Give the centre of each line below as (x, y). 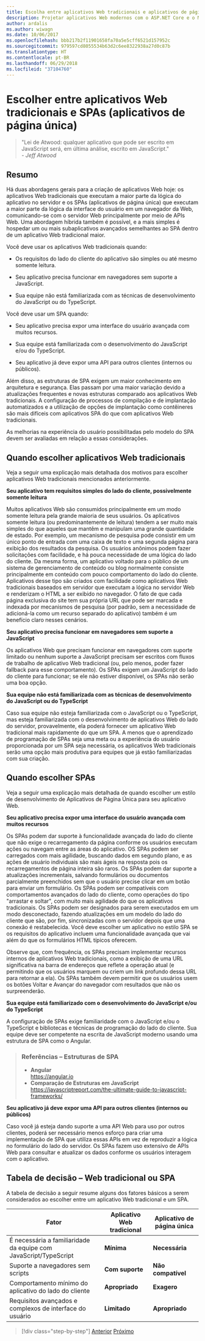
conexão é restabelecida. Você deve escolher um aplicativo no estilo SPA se (102, 927)
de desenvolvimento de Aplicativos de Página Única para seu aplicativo (96, 799)
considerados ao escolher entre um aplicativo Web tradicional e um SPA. (98, 1199)
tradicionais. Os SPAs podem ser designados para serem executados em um (103, 907)
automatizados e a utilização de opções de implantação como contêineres (100, 407)
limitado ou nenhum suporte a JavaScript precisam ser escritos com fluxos (101, 656)
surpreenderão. (26, 991)
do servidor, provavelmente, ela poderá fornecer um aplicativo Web (91, 726)
